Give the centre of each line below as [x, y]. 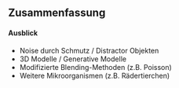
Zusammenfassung [57, 13]
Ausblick [23, 33]
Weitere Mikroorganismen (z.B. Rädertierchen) [95, 75]
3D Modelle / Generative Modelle [73, 59]
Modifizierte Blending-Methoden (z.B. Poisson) [96, 67]
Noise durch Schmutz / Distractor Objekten [89, 50]
